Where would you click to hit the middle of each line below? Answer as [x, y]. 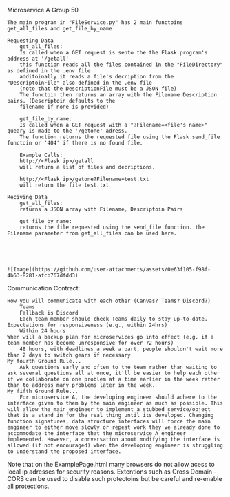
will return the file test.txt [64, 185]
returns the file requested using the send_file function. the [112, 227]
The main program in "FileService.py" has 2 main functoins [95, 23]
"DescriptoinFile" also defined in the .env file [80, 83]
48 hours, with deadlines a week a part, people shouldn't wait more [122, 349]
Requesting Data [30, 41]
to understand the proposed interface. [64, 452]
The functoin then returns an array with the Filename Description [118, 95]
